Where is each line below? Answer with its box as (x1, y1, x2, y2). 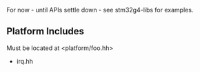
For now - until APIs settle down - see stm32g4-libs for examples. (6, 6, 194, 14)
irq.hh (16, 57, 34, 65)
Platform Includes (6, 25, 84, 37)
